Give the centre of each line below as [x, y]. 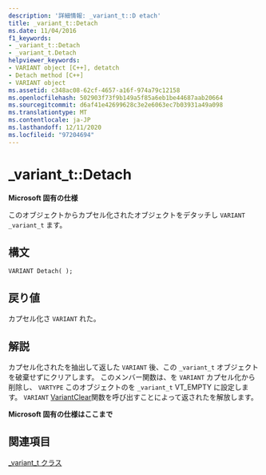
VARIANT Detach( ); [41, 272]
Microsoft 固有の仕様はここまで [61, 414]
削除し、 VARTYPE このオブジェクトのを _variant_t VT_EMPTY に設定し [125, 387]
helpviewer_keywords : [44, 61]
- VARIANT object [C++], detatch [64, 68]
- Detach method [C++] [46, 75]
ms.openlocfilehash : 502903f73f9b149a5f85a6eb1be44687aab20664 [116, 98]
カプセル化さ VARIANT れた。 [54, 319]
